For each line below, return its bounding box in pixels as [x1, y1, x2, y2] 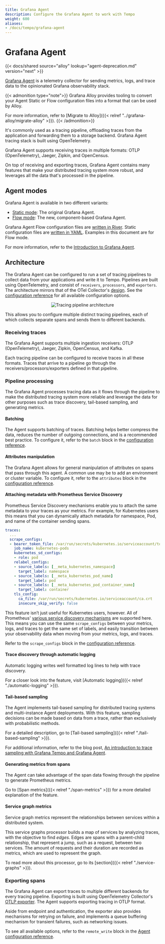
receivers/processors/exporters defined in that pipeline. [5, 365, 118, 371]
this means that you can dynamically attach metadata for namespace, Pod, [5, 513, 157, 519]
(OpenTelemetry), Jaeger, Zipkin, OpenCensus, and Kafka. [5, 345, 124, 351]
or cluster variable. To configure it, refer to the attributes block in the [5, 475, 146, 481]
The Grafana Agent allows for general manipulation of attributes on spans [5, 465, 154, 471]
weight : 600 [5, 16, 29, 21]
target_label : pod [18, 578, 56, 583]
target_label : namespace [18, 569, 69, 574]
